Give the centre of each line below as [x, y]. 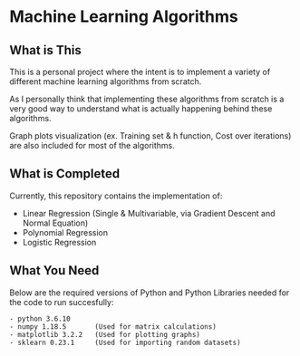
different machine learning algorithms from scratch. [106, 82]
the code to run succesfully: [62, 302]
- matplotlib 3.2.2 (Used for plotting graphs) [105, 334]
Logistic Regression [59, 242]
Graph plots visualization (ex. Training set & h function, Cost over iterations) [150, 136]
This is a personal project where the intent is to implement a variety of [140, 72]
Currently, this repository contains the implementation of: [116, 196]
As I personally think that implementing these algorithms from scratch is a [147, 99]
